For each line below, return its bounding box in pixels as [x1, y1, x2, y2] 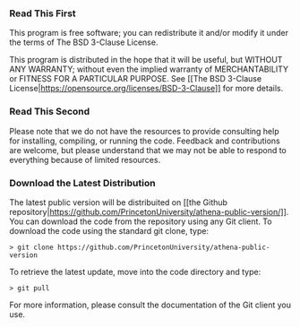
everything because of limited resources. [9, 154, 161, 165]
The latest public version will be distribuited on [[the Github [9, 196, 228, 208]
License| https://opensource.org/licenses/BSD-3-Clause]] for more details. [9, 83, 284, 94]
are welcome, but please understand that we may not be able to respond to [9, 144, 287, 155]
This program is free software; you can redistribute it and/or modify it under [9, 28, 289, 39]
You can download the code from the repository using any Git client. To [9, 216, 272, 227]
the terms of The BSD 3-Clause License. [9, 37, 159, 47]
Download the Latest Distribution [9, 176, 156, 189]
